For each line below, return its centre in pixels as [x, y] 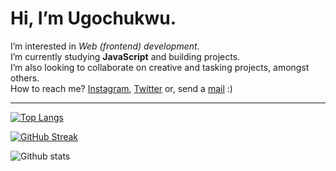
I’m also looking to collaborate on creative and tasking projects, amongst [160, 67]
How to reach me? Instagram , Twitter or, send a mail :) [121, 88]
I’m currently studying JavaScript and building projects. [125, 56]
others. [25, 78]
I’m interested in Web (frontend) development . [105, 46]
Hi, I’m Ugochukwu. [93, 18]
